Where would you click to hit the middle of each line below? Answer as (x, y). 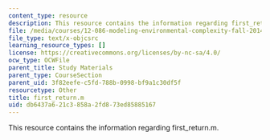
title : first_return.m (46, 98)
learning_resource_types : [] (57, 46)
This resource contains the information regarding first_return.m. (114, 128)
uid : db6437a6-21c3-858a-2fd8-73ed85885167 (82, 105)
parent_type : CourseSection (55, 75)
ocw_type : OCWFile (39, 61)
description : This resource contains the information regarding (118, 23)
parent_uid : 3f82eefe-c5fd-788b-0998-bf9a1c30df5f (95, 82)
